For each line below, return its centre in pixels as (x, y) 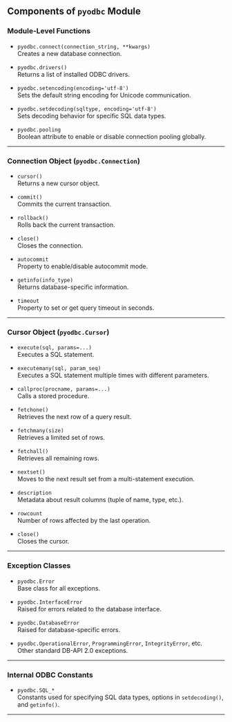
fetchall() (33, 452)
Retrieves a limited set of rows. (61, 438)
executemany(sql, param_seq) (59, 369)
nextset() (31, 472)
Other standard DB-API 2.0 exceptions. (72, 650)
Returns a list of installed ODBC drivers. (73, 74)
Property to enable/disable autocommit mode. (83, 266)
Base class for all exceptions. (59, 588)
